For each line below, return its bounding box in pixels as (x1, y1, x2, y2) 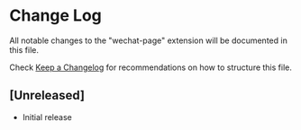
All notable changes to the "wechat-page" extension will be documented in (9, 35, 288, 46)
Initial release (22, 111, 72, 122)
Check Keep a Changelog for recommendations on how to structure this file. (9, 62, 293, 73)
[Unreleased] (9, 88, 86, 103)
